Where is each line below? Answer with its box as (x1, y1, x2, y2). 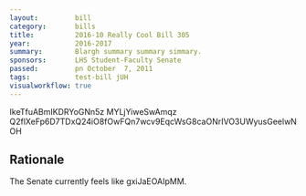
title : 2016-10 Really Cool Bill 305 (9, 30, 190, 39)
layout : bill (9, 13, 92, 23)
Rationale (9, 152, 65, 168)
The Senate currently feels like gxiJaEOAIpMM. (9, 176, 187, 187)
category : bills (9, 22, 96, 31)
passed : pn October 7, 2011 (9, 65, 153, 74)
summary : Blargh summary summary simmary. (9, 47, 203, 57)
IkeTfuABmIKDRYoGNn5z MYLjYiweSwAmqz (9, 106, 177, 117)
